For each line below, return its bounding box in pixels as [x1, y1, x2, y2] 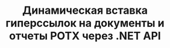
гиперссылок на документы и [5, 16, 165, 30]
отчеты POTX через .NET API [8, 29, 162, 43]
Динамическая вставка [22, 4, 148, 17]
